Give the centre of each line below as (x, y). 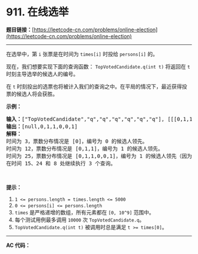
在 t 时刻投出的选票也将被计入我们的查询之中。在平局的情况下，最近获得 (94, 86)
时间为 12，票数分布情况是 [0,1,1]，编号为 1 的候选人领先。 (85, 149)
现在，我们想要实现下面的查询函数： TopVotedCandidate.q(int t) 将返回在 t (98, 66)
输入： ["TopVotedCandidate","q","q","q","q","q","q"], (85, 119)
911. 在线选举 (37, 12)
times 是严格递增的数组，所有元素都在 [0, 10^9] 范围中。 (84, 212)
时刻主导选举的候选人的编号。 (42, 74)
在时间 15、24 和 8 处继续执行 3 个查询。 (61, 163)
